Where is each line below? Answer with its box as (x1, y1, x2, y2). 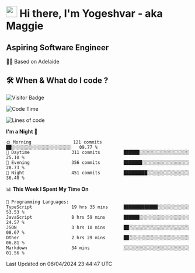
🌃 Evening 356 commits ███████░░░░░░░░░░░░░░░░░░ (6, 159, 190, 166)
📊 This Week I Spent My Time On (6, 185, 89, 192)
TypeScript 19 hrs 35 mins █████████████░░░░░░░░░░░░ (6, 204, 190, 210)
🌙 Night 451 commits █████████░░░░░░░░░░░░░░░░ (6, 170, 190, 176)
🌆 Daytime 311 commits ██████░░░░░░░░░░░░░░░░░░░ (6, 149, 190, 155)
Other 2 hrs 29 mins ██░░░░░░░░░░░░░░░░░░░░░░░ (6, 235, 190, 240)
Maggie (6, 19, 44, 33)
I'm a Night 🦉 (6, 128, 38, 135)
